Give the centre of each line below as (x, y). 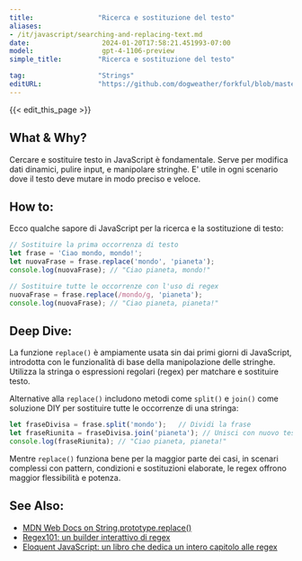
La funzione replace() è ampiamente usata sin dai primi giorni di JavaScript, (151, 352)
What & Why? (48, 138)
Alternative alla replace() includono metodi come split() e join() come (144, 399)
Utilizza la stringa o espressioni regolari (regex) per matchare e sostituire (144, 372)
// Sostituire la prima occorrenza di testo (94, 245)
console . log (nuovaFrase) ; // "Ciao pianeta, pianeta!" (114, 303)
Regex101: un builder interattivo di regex (96, 537)
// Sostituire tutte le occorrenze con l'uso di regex (114, 286)
